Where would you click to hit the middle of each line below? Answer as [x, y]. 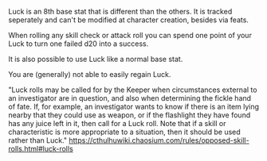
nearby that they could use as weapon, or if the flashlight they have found [130, 115]
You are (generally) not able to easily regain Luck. [90, 74]
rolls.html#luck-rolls [41, 149]
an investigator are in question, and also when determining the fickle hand [130, 98]
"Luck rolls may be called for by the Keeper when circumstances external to [133, 90]
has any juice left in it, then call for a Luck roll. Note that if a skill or [117, 123]
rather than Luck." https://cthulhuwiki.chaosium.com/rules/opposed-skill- [129, 140]
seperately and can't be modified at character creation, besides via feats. [129, 20]
